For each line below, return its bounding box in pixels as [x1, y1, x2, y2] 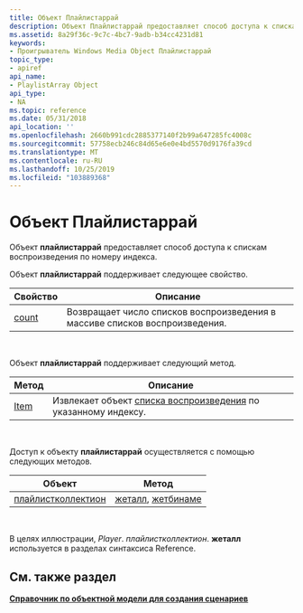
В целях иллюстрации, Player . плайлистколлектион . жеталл [9, 533, 242, 544]
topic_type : [9, 55, 54, 64]
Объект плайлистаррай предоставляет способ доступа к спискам [9, 241, 268, 253]
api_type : [9, 89, 47, 98]
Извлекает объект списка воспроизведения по [52, 394, 260, 407]
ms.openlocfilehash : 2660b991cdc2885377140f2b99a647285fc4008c [9, 131, 252, 140]
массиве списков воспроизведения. [66, 317, 227, 330]
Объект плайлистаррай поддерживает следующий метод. [9, 358, 237, 369]
